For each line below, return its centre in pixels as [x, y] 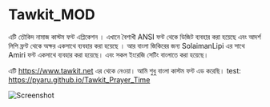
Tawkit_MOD [52, 15]
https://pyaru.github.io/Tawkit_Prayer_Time [79, 79]
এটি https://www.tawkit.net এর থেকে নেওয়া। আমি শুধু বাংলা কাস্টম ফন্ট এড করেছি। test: [125, 70]
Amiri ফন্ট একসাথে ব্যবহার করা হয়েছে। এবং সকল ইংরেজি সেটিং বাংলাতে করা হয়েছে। [109, 54]
